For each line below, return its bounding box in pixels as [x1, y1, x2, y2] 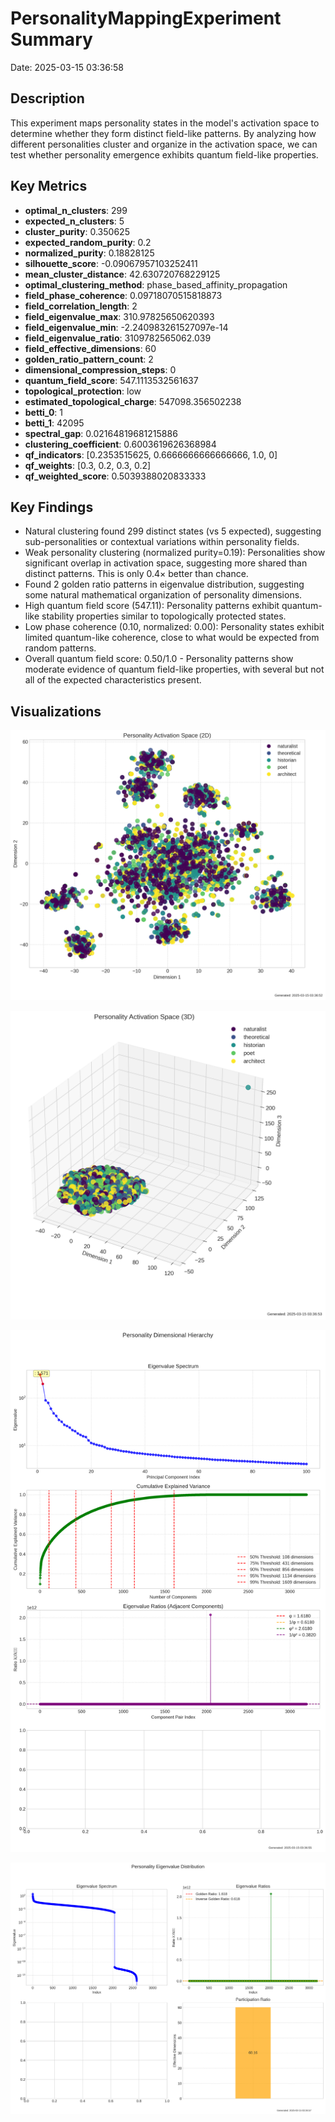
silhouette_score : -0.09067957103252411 [24, 257, 198, 269]
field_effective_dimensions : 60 [24, 342, 157, 354]
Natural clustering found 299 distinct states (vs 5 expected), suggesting [24, 525, 322, 537]
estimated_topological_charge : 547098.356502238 [24, 395, 242, 407]
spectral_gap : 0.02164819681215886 [24, 427, 178, 439]
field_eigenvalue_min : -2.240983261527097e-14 [24, 321, 229, 333]
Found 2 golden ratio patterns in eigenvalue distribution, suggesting [24, 578, 305, 591]
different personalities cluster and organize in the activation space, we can [10, 138, 318, 150]
